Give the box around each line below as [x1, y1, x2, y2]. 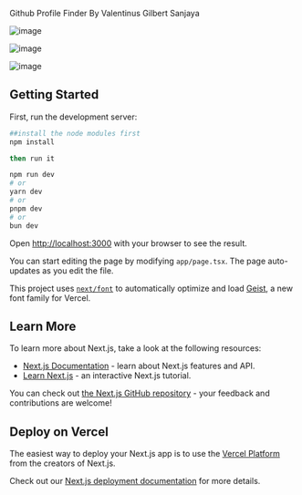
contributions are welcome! [9, 397, 112, 408]
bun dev [9, 221, 39, 231]
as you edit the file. [42, 264, 114, 276]
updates [9, 264, 41, 276]
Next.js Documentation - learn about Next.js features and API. [22, 360, 255, 372]
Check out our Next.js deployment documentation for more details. [9, 476, 261, 487]
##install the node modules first [9, 129, 141, 138]
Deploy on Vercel [9, 424, 109, 439]
